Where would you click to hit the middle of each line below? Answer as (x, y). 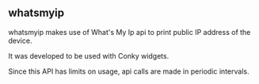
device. (20, 40)
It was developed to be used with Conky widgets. (89, 55)
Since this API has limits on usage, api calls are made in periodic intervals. (129, 71)
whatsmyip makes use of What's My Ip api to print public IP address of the (129, 32)
